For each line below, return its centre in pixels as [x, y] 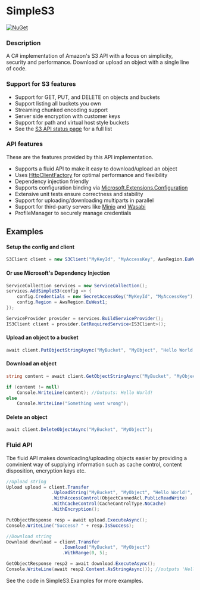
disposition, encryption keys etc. [46, 471]
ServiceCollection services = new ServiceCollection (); [77, 285]
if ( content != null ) [33, 387]
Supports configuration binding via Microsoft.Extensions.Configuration [101, 187]
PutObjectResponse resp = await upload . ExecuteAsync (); [77, 520]
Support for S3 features [41, 84]
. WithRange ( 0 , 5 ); [85, 553]
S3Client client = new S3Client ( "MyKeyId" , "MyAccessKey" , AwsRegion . [96, 260]
